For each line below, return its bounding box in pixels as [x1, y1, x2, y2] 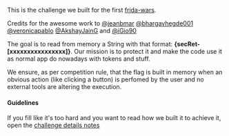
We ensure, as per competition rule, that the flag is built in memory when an [7, 68, 223, 76]
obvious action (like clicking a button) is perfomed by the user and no [7, 75, 205, 84]
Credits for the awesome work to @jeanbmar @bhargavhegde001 [7, 19, 194, 27]
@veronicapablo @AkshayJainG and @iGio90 [7, 27, 137, 35]
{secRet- [174, 40, 201, 48]
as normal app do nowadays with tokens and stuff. [7, 55, 150, 63]
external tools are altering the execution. [7, 83, 122, 90]
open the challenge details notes [7, 121, 100, 130]
